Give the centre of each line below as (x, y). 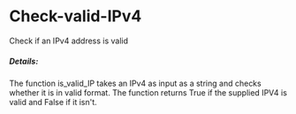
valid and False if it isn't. (53, 102)
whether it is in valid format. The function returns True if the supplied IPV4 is (148, 92)
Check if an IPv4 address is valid (69, 41)
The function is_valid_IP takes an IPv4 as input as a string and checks (136, 83)
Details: (24, 61)
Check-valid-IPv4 (76, 16)
